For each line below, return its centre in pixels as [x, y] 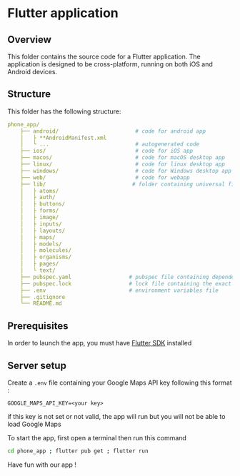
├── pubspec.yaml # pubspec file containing [115, 277]
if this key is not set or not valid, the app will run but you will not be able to [116, 416]
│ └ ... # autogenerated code [110, 144]
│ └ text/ [38, 270]
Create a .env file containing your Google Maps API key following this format [120, 383]
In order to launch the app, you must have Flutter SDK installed [100, 343]
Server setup [37, 365]
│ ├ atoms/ [40, 191]
